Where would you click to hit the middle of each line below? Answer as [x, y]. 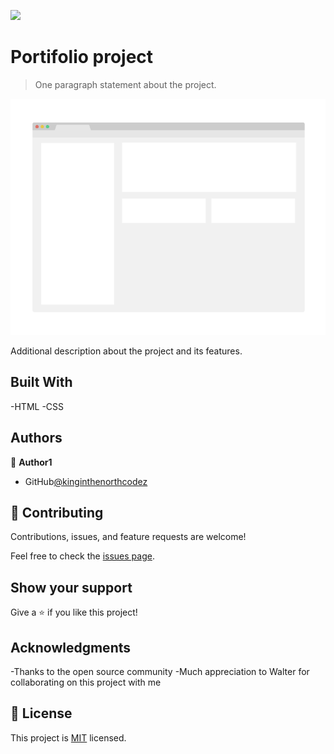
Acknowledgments [71, 647]
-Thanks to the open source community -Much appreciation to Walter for [160, 671]
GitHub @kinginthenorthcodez [86, 481]
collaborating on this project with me [86, 682]
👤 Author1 [31, 462]
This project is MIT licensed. [68, 737]
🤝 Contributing [57, 512]
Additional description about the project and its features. [126, 351]
